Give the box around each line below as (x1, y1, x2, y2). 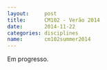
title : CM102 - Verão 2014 (7, 17, 100, 24)
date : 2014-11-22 (7, 23, 76, 30)
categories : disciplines (7, 29, 79, 37)
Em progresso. (7, 55, 49, 63)
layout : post (7, 10, 57, 17)
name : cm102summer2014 (7, 36, 91, 43)
